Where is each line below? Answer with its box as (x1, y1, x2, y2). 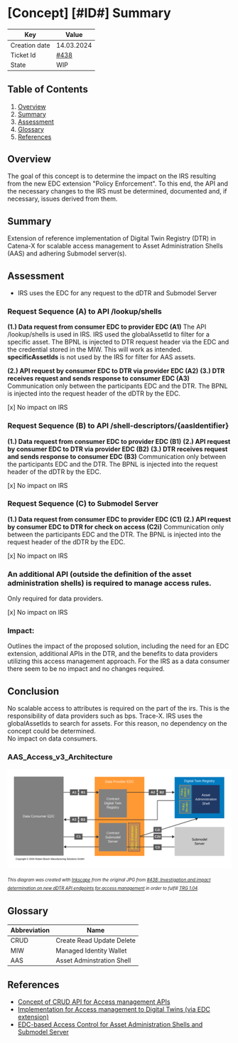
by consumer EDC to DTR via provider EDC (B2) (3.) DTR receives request (7, 445, 228, 453)
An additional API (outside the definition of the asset (7, 569, 192, 579)
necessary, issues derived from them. (7, 194, 118, 203)
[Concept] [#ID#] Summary (7, 5, 172, 21)
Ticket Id (10, 51, 36, 59)
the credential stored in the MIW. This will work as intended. (7, 345, 183, 354)
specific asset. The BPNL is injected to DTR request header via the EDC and (7, 338, 229, 346)
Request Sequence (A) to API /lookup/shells (7, 306, 162, 316)
